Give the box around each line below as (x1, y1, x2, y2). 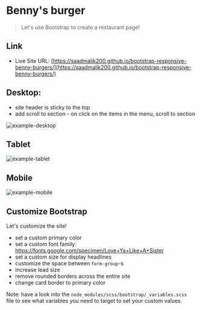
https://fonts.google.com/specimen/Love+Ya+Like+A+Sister (14, 247, 164, 254)
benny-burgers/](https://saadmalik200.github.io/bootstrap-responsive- (14, 63, 192, 71)
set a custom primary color (14, 234, 82, 241)
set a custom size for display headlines (14, 253, 112, 260)
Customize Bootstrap (6, 206, 88, 216)
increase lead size (14, 266, 60, 273)
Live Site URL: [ (14, 57, 54, 64)
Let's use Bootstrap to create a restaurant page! (20, 24, 140, 31)
